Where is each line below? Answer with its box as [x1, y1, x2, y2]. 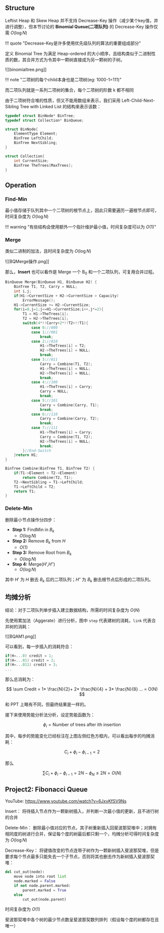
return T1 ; [14, 489, 36, 494]
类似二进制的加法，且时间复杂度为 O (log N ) [5, 248, 92, 254]
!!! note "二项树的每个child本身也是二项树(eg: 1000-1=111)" [5, 76, 122, 82]
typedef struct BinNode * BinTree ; [5, 113, 76, 118]
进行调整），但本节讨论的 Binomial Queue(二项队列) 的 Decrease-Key [5, 24, 144, 29]
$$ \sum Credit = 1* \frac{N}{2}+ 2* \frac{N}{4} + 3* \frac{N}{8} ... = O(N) [6, 686, 158, 692]
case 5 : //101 [31, 398, 58, 403]
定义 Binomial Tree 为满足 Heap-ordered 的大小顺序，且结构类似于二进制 [5, 50, 151, 56]
